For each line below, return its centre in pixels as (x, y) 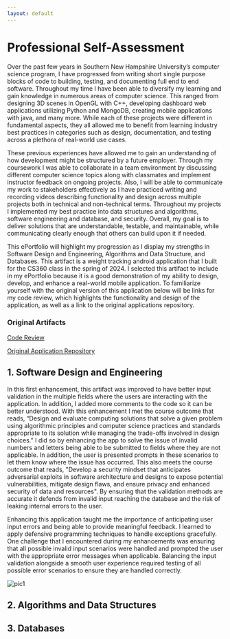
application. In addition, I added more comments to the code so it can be (110, 403)
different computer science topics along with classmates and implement (109, 175)
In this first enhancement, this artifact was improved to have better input (109, 389)
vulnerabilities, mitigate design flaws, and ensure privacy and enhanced (109, 484)
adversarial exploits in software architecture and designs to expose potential (115, 477)
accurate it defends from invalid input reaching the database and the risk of (114, 498)
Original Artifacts (37, 322)
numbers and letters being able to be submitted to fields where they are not (114, 447)
